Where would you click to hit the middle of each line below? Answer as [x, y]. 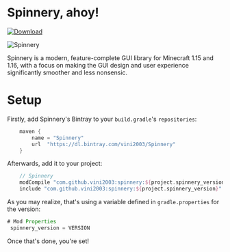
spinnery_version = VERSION [50, 228]
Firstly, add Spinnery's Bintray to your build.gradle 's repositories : [102, 119]
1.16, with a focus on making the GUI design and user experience [98, 65]
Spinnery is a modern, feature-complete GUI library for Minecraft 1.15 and [111, 58]
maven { [30, 131]
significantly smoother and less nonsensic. [67, 72]
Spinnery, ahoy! [53, 13]
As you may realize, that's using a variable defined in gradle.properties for [113, 202]
